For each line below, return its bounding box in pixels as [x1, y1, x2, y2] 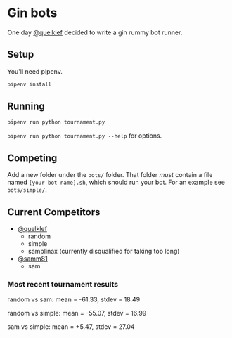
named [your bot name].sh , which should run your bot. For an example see [7, 178, 226, 187]
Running [7, 100, 46, 112]
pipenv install [7, 81, 52, 88]
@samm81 [17, 254, 48, 263]
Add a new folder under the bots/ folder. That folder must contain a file [7, 171, 213, 179]
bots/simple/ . [7, 186, 47, 194]
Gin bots [7, 5, 58, 21]
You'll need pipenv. [7, 67, 63, 75]
